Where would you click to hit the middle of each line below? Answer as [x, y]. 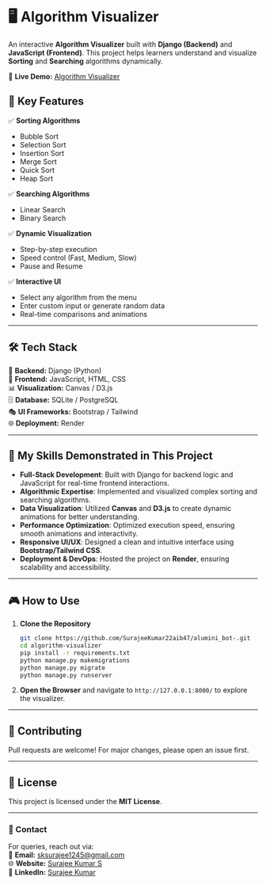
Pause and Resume [51, 266]
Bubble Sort [39, 136]
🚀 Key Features [46, 101]
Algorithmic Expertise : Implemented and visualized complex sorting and [139, 492]
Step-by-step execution [58, 249]
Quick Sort [37, 170]
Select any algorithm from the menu [78, 297]
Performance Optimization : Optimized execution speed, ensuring [127, 525]
